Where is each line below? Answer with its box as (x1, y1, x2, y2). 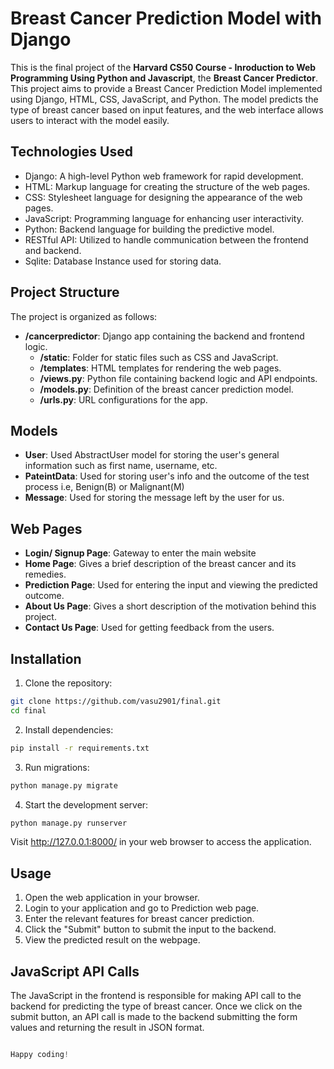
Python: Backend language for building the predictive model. (24, 223, 275, 235)
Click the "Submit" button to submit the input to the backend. (24, 923, 277, 936)
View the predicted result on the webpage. (24, 934, 201, 946)
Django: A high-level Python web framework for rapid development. (24, 170, 304, 182)
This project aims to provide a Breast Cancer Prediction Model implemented (10, 82, 323, 94)
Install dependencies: (24, 723, 114, 736)
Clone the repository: (24, 677, 113, 689)
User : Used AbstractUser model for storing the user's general (24, 449, 280, 461)
